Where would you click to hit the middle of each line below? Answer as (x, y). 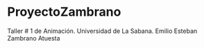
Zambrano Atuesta (34, 38)
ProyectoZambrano (64, 12)
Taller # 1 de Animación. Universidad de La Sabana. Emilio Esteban (102, 31)
